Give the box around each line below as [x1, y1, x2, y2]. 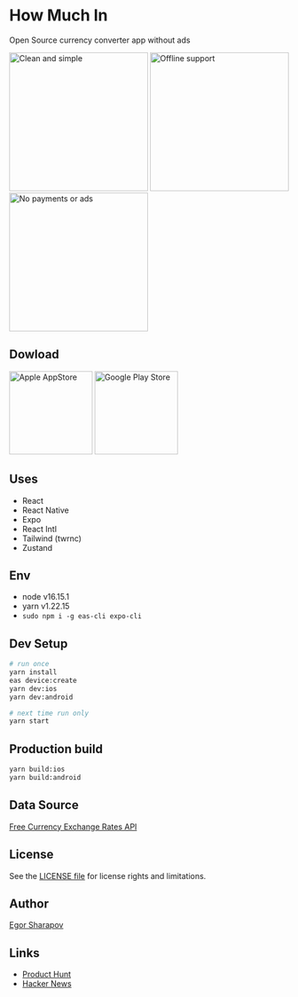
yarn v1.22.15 [21, 601, 70, 612]
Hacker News [21, 978, 73, 989]
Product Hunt [21, 969, 72, 980]
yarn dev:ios [9, 684, 58, 693]
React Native [21, 505, 69, 515]
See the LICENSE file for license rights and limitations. [9, 870, 207, 881]
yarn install [9, 668, 58, 677]
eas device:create [9, 676, 77, 685]
